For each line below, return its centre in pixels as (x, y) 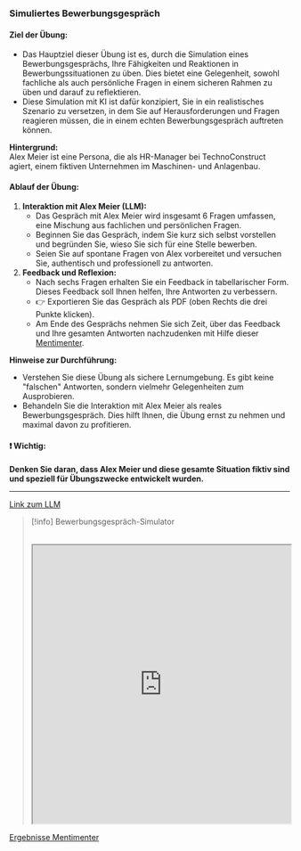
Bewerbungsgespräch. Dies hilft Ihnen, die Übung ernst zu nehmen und (154, 415)
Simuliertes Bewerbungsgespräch (85, 13)
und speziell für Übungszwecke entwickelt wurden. (107, 479)
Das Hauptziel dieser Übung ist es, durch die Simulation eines (135, 54)
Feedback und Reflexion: (69, 273)
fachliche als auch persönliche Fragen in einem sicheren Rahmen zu (147, 83)
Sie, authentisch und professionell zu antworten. (124, 263)
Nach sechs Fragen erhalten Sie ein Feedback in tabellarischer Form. (162, 282)
